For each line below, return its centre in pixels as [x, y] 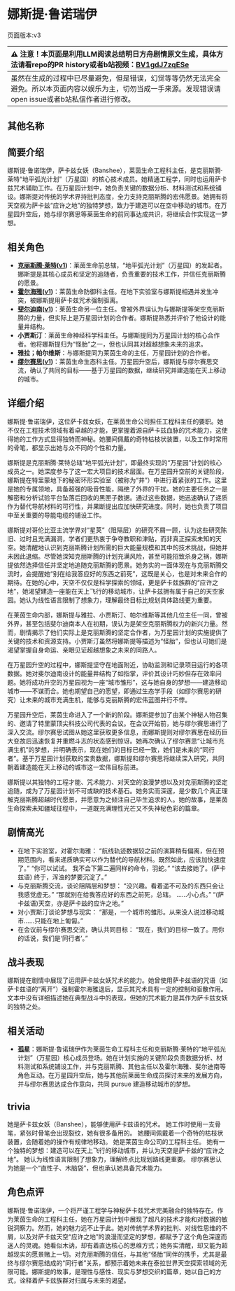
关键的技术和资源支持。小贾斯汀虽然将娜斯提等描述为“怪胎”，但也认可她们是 [117, 641]
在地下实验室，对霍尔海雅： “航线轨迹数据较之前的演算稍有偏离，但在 [117, 851]
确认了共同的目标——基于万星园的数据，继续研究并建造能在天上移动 [128, 370]
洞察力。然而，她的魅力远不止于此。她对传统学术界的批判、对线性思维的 [117, 1228]
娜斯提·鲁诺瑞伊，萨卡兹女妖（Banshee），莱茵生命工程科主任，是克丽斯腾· [115, 170]
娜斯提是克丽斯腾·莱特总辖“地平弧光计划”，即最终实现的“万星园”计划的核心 [115, 462]
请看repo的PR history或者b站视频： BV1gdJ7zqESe [104, 64]
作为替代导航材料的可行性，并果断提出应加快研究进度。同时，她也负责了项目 [117, 506]
